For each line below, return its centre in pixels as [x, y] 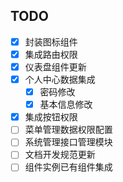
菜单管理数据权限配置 [68, 130]
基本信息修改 [66, 105]
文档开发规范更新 [60, 155]
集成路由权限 [51, 54]
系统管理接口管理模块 [68, 142]
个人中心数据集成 [60, 79]
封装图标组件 [51, 41]
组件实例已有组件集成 [68, 167]
